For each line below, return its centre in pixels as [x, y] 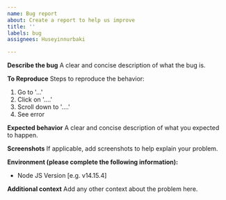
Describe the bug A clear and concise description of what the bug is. [106, 65]
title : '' [22, 26]
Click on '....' [35, 100]
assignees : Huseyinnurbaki [46, 40]
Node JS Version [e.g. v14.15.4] [62, 176]
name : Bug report [32, 14]
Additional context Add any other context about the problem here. [103, 189]
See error [31, 115]
